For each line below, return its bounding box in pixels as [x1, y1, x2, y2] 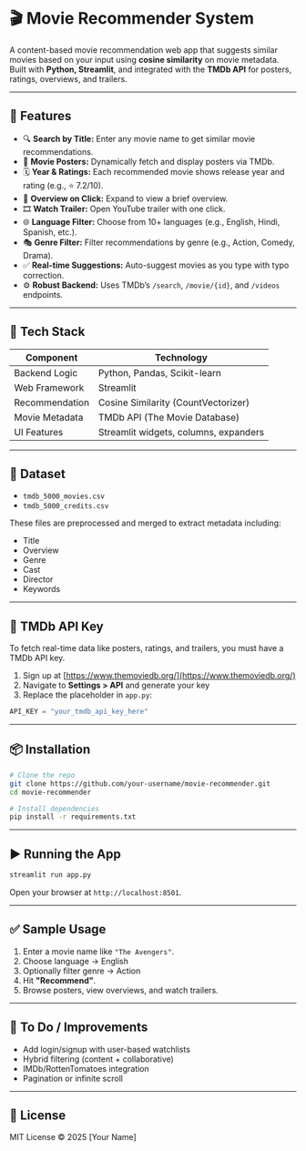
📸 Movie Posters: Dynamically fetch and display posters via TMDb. [22, 156, 275, 167]
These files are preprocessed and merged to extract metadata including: [9, 517, 281, 529]
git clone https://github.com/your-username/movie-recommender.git [9, 779, 271, 789]
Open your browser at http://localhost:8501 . [9, 886, 182, 898]
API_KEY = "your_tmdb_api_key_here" [9, 708, 148, 717]
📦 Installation [9, 742, 91, 758]
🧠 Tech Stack [9, 324, 86, 340]
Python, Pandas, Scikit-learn [97, 366, 221, 379]
